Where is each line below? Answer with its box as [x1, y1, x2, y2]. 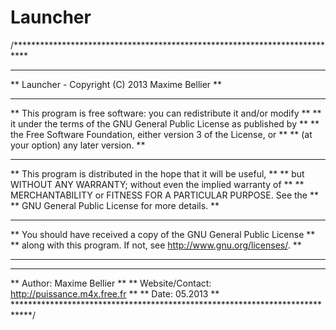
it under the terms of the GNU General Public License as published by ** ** [10, 117, 320, 130]
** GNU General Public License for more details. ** [10, 199, 220, 211]
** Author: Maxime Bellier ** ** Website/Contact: [10, 277, 212, 289]
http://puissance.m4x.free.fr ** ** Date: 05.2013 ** [10, 287, 220, 300]
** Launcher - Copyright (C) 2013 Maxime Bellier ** [10, 78, 223, 90]
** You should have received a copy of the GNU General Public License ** [10, 228, 316, 240]
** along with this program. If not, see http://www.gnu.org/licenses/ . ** [10, 239, 302, 251]
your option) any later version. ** [10, 139, 146, 151]
